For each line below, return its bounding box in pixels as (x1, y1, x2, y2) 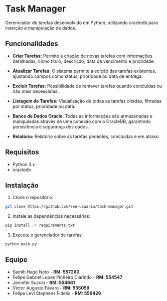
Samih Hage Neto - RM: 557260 (12, 269, 80, 275)
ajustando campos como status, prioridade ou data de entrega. (12, 73, 143, 79)
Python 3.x (12, 161, 35, 167)
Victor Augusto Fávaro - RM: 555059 (12, 284, 90, 291)
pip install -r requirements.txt (5, 223, 75, 228)
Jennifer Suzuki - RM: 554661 (12, 279, 75, 285)
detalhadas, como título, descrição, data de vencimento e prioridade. (12, 58, 155, 64)
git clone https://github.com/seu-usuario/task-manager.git (5, 204, 134, 209)
